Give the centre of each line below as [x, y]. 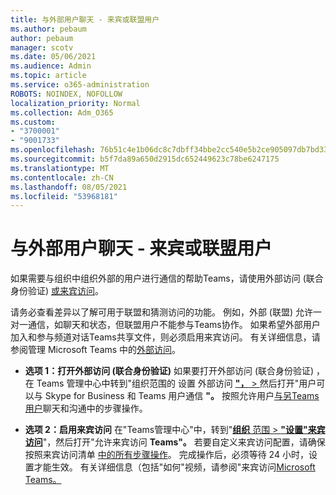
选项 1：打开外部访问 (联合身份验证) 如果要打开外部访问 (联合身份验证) [169, 371]
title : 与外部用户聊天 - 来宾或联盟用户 [85, 19]
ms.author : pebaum [48, 29]
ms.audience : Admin [51, 66]
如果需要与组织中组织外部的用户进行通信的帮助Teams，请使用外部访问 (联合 [167, 278]
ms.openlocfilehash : [53, 150]
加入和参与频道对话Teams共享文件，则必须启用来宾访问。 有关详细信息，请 [165, 337]
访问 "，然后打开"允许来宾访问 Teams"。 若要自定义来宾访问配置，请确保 [175, 442]
